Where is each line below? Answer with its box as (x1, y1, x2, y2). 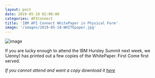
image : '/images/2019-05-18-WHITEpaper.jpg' (5, 25, 96, 30)
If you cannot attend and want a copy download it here (5, 67, 115, 73)
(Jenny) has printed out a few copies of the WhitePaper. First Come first (5, 53, 149, 59)
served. (5, 58, 20, 64)
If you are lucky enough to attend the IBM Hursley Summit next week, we (5, 48, 151, 54)
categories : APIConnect (5, 16, 53, 21)
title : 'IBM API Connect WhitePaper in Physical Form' (5, 20, 118, 26)
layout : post (5, 7, 31, 12)
